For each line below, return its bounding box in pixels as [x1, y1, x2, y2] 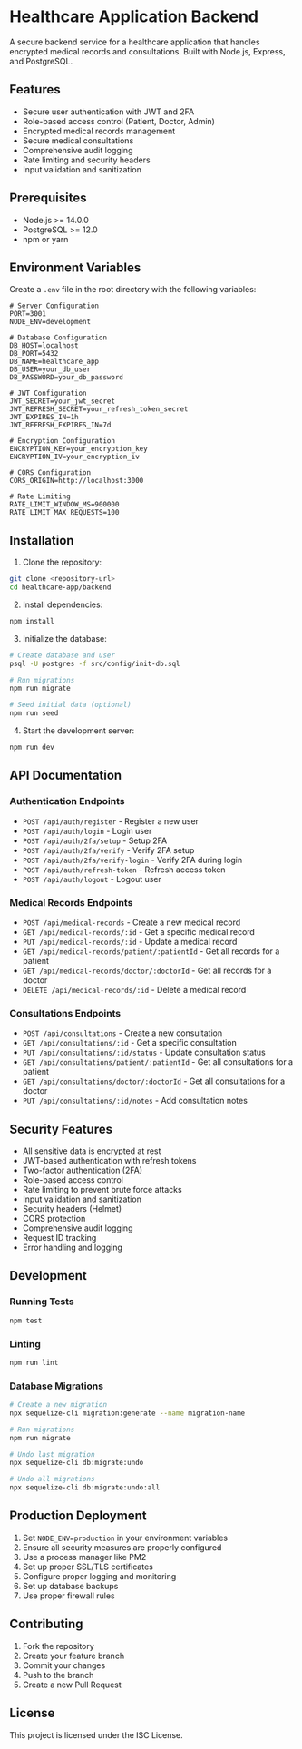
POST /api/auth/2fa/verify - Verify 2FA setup [22, 844, 195, 855]
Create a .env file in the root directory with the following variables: [9, 284, 257, 295]
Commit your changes [22, 1659, 106, 1671]
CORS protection [22, 1213, 86, 1224]
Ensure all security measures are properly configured [22, 1541, 222, 1553]
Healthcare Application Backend [9, 6, 259, 27]
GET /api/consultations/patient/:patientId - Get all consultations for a [22, 1056, 293, 1067]
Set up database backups [22, 1580, 119, 1591]
